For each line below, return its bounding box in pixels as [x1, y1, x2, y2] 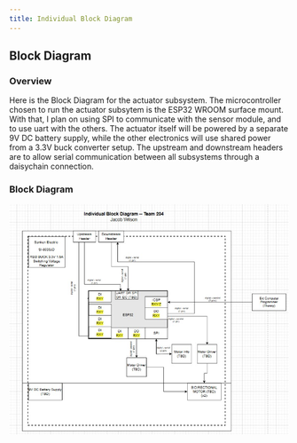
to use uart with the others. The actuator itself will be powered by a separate [9, 123, 289, 134]
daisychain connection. [9, 161, 95, 172]
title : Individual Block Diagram [9, 14, 133, 23]
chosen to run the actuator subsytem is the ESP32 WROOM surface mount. [9, 105, 284, 115]
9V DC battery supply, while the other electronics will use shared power [9, 133, 271, 144]
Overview [9, 75, 52, 87]
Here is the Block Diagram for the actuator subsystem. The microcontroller [9, 95, 282, 106]
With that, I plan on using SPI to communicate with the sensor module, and [9, 114, 282, 124]
